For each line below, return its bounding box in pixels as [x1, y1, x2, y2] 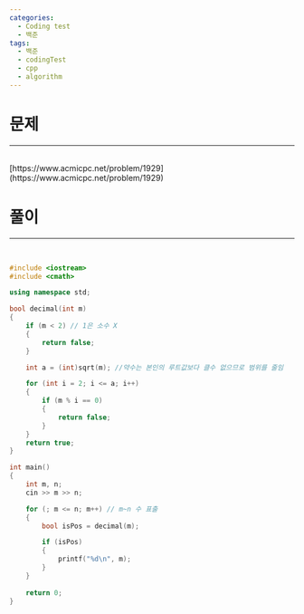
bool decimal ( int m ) [9, 304, 88, 313]
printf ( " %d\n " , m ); [57, 554, 131, 564]
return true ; [25, 438, 75, 447]
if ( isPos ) [42, 538, 83, 547]
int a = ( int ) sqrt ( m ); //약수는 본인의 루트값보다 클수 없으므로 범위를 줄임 [25, 363, 284, 372]
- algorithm [17, 72, 63, 82]
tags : [9, 38, 30, 48]
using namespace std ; [9, 288, 91, 297]
